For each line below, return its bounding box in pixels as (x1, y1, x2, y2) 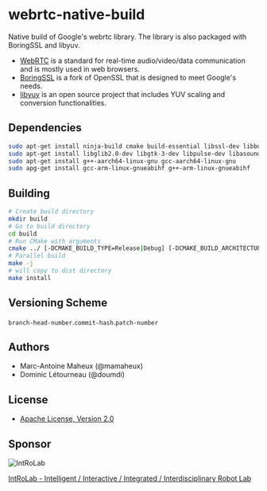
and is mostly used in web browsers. (19, 64, 141, 73)
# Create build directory (8, 208, 94, 216)
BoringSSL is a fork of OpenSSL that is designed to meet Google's (19, 72, 237, 82)
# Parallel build (8, 252, 66, 260)
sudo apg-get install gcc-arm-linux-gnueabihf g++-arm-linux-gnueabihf (8, 165, 250, 173)
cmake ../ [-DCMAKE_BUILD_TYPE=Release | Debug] (8, 244, 165, 252)
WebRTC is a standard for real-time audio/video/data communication (19, 56, 246, 65)
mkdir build (8, 215, 48, 223)
